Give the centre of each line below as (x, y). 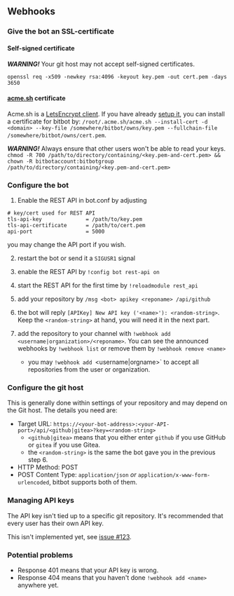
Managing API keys (41, 501)
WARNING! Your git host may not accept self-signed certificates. (101, 64)
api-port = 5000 (56, 232)
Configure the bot (38, 185)
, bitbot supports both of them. (93, 482)
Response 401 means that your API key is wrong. (88, 570)
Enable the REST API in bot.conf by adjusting (82, 201)
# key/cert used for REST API (51, 213)
